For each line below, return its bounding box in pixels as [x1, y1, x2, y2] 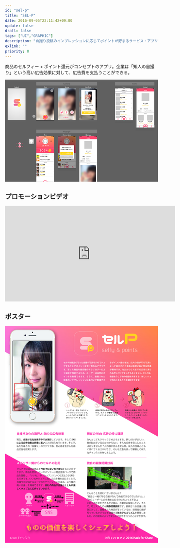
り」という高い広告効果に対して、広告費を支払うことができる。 [5, 70, 132, 75]
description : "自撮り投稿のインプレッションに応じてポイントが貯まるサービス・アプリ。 [5, 39, 162, 44]
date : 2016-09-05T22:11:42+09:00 [5, 18, 73, 23]
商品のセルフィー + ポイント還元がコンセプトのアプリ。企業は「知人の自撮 [5, 63, 155, 69]
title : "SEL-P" [5, 13, 36, 18]
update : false [5, 23, 34, 28]
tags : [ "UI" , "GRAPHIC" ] [5, 34, 53, 38]
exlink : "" [5, 44, 27, 49]
